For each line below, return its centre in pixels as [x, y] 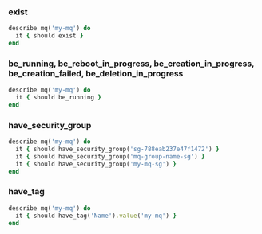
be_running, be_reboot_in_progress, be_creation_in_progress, [131, 64]
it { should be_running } [59, 98]
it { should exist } [50, 36]
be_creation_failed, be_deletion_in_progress [96, 73]
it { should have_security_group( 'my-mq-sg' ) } [96, 164]
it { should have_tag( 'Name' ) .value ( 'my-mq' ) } [96, 216]
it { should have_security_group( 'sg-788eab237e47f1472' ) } [117, 150]
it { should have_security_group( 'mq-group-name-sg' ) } [110, 156]
